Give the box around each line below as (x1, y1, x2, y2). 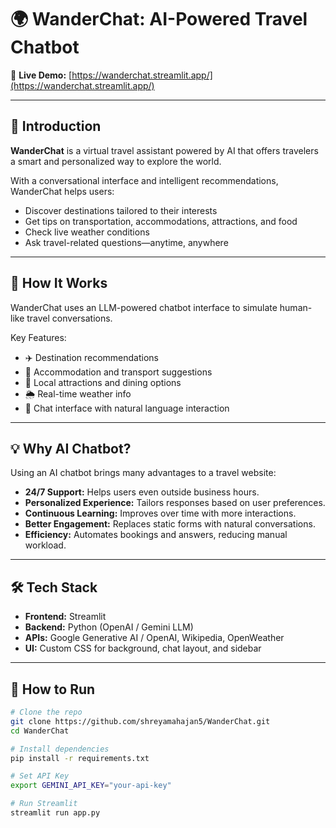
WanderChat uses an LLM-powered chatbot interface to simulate (10, 301, 278, 313)
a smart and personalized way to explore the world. (10, 155, 222, 167)
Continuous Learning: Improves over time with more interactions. (24, 507, 297, 520)
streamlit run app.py (10, 808, 101, 818)
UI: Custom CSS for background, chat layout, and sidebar (24, 642, 262, 655)
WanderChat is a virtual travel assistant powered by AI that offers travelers (10, 144, 319, 156)
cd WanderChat (10, 726, 70, 736)
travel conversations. (26, 312, 113, 324)
